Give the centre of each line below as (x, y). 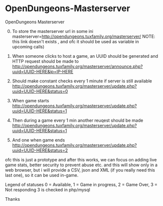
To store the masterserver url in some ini (53, 31)
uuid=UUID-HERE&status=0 (40, 91)
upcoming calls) (28, 47)
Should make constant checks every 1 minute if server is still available (82, 81)
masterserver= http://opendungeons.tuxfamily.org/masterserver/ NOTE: (84, 36)
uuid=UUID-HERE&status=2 (40, 150)
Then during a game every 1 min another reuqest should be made (78, 120)
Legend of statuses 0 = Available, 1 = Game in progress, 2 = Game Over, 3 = (81, 184)
